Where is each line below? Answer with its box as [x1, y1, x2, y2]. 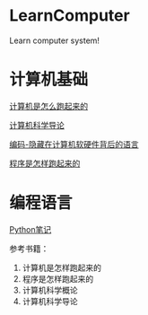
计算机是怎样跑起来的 [22, 262, 101, 273]
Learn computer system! [9, 35, 100, 46]
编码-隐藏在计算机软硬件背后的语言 [9, 138, 139, 149]
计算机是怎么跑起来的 [9, 101, 88, 111]
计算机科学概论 [22, 284, 78, 295]
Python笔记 [9, 223, 52, 234]
